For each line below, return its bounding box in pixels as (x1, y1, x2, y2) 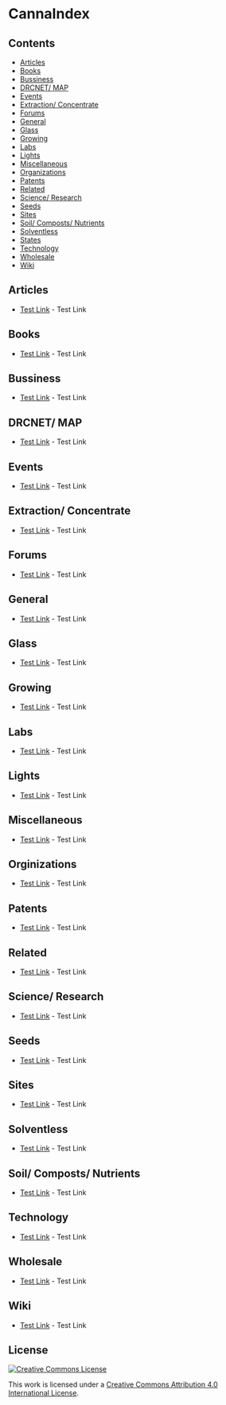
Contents (8, 37, 56, 50)
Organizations (19, 168, 66, 177)
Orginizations (8, 857, 77, 871)
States (19, 235, 41, 244)
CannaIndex (8, 5, 90, 23)
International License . (8, 1388, 80, 1398)
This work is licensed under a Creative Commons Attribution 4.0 (8, 1380, 219, 1389)
